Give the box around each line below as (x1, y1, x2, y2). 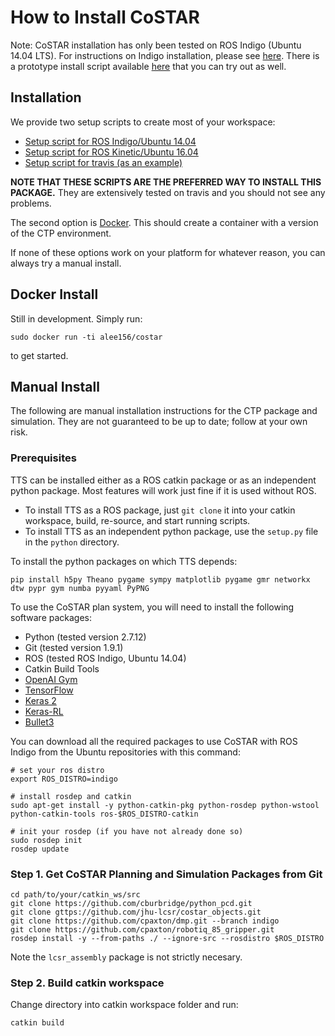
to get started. (10, 349, 69, 361)
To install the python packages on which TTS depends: (10, 555, 238, 567)
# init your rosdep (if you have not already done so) (10, 826, 244, 836)
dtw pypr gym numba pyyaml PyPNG (10, 583, 150, 593)
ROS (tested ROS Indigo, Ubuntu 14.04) (24, 652, 187, 664)
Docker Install (10, 286, 99, 303)
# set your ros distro (10, 765, 105, 775)
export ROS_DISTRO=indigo (10, 774, 118, 784)
